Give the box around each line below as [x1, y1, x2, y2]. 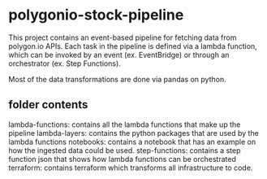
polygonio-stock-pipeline [8, 6, 184, 24]
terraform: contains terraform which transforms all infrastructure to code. [8, 163, 253, 172]
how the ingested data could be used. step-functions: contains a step [8, 145, 241, 155]
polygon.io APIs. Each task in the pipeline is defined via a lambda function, [8, 41, 257, 50]
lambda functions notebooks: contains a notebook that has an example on [8, 137, 256, 146]
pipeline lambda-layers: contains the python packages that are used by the [8, 128, 260, 138]
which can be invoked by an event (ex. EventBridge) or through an [8, 50, 230, 59]
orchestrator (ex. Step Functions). [8, 59, 122, 68]
